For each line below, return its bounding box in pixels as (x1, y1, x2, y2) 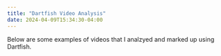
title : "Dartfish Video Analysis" (7, 10, 107, 17)
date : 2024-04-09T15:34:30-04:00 (7, 16, 103, 23)
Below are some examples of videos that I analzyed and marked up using (7, 35, 215, 43)
